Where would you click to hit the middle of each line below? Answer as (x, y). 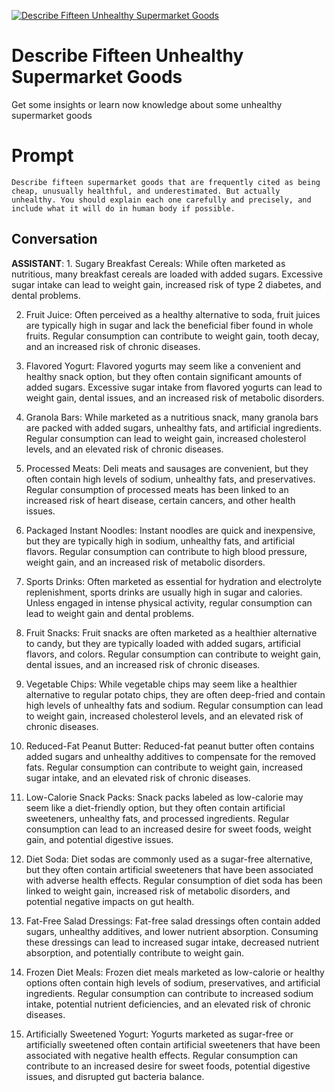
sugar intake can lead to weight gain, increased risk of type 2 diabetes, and (166, 284)
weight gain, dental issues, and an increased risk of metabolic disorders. (175, 397)
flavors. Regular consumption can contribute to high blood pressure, (166, 551)
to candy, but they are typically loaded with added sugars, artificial (163, 643)
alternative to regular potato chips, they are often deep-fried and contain (175, 694)
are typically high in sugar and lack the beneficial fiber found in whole (169, 325)
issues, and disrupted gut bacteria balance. (115, 1076)
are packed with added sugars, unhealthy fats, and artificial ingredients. (173, 427)
